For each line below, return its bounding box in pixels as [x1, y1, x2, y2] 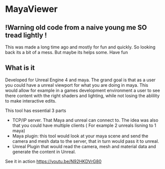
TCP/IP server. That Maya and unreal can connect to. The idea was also [12, 117, 159, 123]
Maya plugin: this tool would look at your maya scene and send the [12, 133, 149, 139]
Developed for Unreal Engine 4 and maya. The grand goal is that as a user [5, 77, 156, 83]
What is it [5, 63, 35, 72]
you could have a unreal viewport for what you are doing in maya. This [5, 82, 148, 88]
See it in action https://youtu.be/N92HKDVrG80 [5, 158, 102, 164]
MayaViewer [5, 3, 58, 15]
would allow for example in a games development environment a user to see [5, 87, 161, 93]
